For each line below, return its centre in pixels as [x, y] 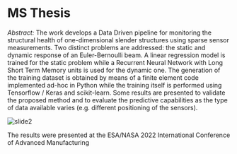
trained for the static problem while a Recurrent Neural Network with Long [115, 62]
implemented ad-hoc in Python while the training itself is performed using [115, 85]
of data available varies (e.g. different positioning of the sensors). [103, 107]
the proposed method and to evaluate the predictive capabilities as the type [117, 100]
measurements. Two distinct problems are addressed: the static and [106, 47]
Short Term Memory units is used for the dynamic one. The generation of [114, 70]
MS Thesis [39, 13]
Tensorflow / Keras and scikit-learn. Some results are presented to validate [116, 93]
